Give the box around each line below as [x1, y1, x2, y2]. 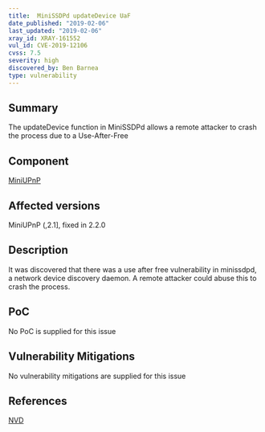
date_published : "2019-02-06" [8, 19, 110, 27]
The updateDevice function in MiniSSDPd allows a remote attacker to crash [8, 122, 257, 132]
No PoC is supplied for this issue [8, 326, 116, 336]
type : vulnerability [8, 71, 78, 79]
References [8, 394, 67, 408]
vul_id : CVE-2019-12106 [8, 42, 88, 50]
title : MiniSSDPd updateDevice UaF [8, 11, 131, 20]
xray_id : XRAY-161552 [8, 34, 81, 43]
